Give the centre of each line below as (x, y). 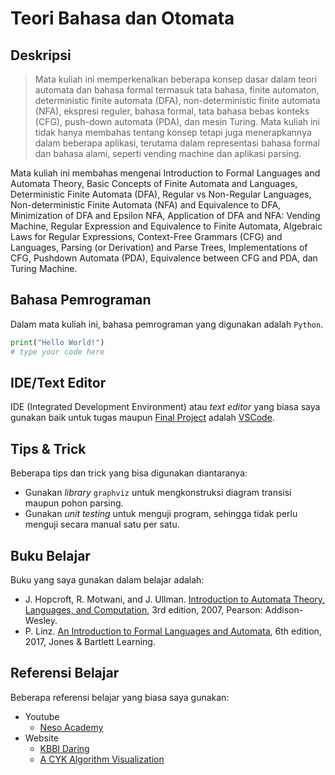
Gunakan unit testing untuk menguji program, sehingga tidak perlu (161, 514)
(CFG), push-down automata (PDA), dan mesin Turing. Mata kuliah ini (177, 121)
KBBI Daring (64, 748)
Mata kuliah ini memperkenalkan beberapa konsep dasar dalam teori (176, 79)
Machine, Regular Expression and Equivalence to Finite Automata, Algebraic (166, 226)
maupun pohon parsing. (74, 503)
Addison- (284, 610)
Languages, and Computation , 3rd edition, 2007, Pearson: (143, 610)
